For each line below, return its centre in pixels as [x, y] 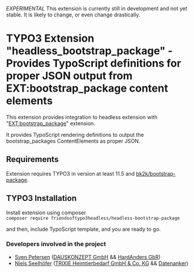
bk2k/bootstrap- [156, 173]
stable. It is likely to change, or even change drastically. [73, 15]
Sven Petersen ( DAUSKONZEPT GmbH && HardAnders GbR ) [88, 257]
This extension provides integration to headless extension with [82, 117]
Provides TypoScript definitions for [93, 63]
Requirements [32, 159]
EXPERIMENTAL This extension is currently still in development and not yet [97, 9]
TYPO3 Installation [41, 198]
